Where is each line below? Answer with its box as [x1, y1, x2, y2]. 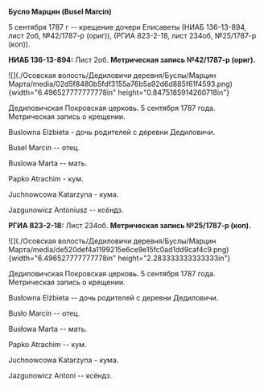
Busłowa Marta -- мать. [8, 325, 88, 333]
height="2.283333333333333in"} [118, 253, 231, 263]
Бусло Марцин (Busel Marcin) [8, 7, 112, 16]
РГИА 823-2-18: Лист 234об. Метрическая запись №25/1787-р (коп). [8, 221, 252, 230]
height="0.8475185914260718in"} [118, 88, 230, 97]
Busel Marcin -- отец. [8, 143, 80, 152]
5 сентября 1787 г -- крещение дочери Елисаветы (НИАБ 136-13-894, [8, 22, 247, 31]
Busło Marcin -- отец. [8, 308, 80, 318]
